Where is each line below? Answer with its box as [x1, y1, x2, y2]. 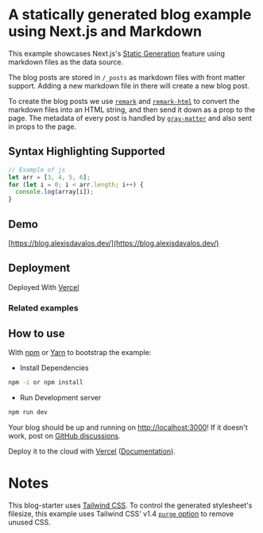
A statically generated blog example [8, 6, 252, 24]
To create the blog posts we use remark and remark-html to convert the [8, 96, 240, 106]
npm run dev [8, 408, 48, 416]
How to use [8, 327, 65, 341]
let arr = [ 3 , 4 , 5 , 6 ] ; [8, 173, 91, 181]
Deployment [8, 261, 71, 275]
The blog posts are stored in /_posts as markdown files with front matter [8, 72, 246, 82]
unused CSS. [8, 518, 52, 527]
